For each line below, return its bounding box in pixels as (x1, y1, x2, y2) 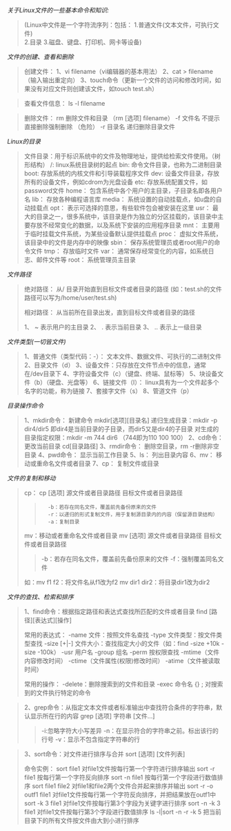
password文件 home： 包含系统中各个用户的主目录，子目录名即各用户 (23, 187, 223, 195)
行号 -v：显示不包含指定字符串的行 (41, 735, 140, 743)
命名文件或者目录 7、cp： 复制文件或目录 (42, 459, 160, 468)
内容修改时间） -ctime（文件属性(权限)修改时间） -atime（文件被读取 (23, 657, 221, 665)
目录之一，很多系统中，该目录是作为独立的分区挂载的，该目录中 (36, 213, 218, 220)
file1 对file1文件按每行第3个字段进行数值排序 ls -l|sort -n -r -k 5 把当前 (23, 808, 222, 816)
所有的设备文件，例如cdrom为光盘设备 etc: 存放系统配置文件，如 (23, 178, 208, 186)
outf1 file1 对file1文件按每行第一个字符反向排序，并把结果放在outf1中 (23, 790, 216, 799)
